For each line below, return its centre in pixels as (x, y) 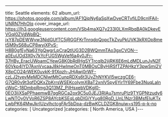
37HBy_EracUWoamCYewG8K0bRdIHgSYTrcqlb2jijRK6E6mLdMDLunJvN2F (83, 61)
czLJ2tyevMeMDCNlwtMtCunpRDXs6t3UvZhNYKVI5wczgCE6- (70, 77)
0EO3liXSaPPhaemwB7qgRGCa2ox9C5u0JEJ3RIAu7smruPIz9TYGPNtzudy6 (84, 93)
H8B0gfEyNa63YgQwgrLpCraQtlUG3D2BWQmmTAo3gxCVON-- (72, 50)
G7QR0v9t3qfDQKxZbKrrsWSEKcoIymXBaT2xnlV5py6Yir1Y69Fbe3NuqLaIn (83, 82)
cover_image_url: (52, 24)
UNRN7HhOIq (19, 24)
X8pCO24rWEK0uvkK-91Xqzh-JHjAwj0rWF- (51, 72)
